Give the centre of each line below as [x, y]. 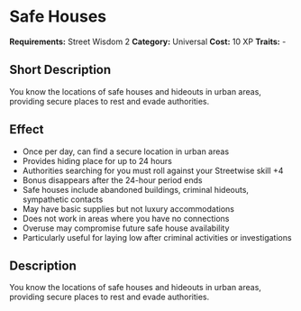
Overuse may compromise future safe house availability [126, 228]
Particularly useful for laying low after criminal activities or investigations [157, 237]
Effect [27, 129]
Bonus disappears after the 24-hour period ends [112, 180]
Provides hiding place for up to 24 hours [97, 160]
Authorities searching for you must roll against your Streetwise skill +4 [153, 170]
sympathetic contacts [63, 199]
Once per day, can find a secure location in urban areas [126, 151]
